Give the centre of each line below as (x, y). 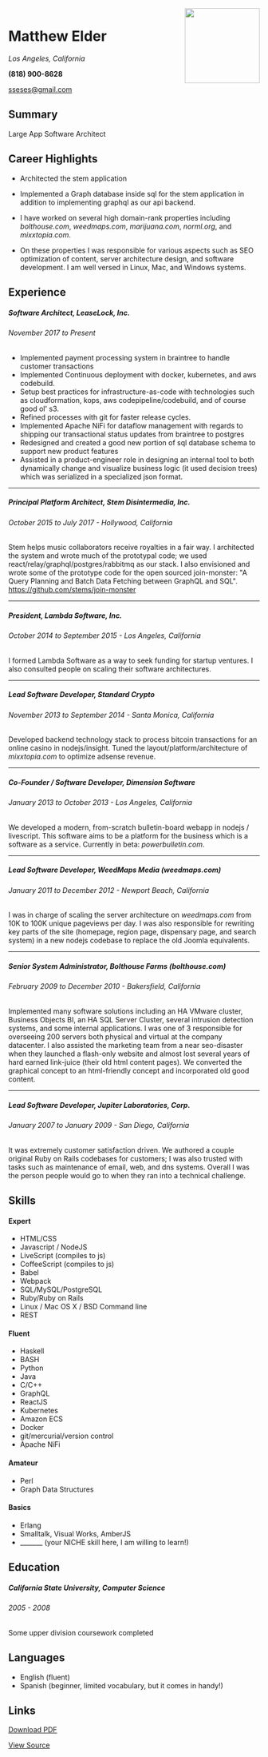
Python (32, 1368)
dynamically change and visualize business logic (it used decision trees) (138, 468)
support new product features (69, 451)
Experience (37, 292)
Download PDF (33, 1730)
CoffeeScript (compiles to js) (67, 1264)
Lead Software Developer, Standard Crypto (82, 695)
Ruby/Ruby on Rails (51, 1298)
